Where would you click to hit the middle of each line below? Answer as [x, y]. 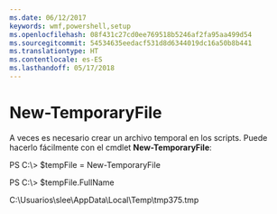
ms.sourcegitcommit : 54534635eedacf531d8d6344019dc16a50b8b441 [131, 43]
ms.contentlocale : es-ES [56, 60]
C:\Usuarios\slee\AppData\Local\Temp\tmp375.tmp [104, 200]
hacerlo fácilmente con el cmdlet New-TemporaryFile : [111, 147]
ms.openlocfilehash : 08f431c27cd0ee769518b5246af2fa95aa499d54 [131, 34]
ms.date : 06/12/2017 [48, 18]
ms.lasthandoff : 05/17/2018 [62, 69]
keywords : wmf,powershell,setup [70, 26]
